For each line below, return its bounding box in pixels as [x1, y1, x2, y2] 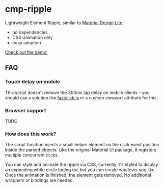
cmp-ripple [5, 3, 52, 15]
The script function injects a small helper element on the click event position [5, 142, 160, 148]
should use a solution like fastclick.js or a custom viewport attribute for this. [5, 94, 158, 100]
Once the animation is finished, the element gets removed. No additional [5, 172, 151, 178]
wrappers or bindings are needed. [5, 177, 74, 183]
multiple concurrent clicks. [5, 152, 59, 158]
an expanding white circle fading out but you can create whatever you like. [5, 167, 156, 173]
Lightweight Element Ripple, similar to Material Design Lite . [5, 20, 124, 26]
